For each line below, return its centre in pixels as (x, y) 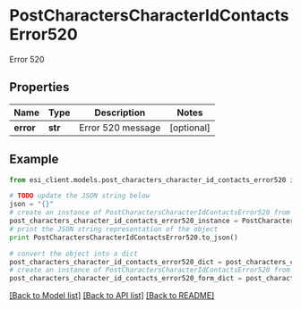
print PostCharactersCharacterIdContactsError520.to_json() (124, 238)
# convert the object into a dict (74, 254)
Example (34, 159)
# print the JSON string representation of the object (114, 229)
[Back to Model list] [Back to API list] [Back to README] (112, 296)
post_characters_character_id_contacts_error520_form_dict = (126, 279)
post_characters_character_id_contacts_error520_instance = (124, 221)
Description (120, 113)
